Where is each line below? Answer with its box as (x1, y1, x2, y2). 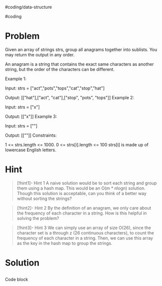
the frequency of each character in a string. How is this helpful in (16, 210, 147, 216)
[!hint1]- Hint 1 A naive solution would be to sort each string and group (16, 180, 157, 186)
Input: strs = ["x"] (5, 104, 40, 110)
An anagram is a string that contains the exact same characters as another (5, 61, 154, 67)
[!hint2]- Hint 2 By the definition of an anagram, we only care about (16, 205, 151, 211)
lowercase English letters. (5, 147, 57, 153)
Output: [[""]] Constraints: (5, 132, 57, 138)
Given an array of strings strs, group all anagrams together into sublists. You (5, 46, 158, 53)
